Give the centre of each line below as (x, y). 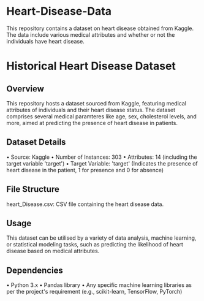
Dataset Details (36, 142)
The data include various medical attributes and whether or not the (91, 34)
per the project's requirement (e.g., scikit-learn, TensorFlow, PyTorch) (94, 292)
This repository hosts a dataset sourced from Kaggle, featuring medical (96, 103)
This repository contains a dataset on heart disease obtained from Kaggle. (100, 28)
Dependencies (35, 270)
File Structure (33, 189)
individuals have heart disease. (45, 41)
